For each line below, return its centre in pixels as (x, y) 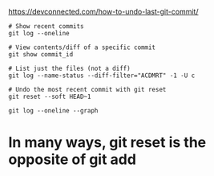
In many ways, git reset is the (107, 143)
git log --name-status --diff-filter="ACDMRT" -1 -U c (102, 76)
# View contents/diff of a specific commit (82, 47)
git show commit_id (41, 55)
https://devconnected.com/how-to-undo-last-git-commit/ (103, 12)
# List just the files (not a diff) (69, 68)
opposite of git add (72, 160)
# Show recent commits (46, 27)
